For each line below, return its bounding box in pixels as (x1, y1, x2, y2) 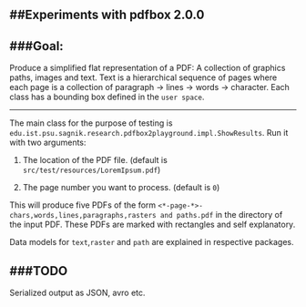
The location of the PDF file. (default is (22, 155, 168, 166)
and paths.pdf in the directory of (159, 210, 283, 220)
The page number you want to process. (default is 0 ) (22, 182, 220, 193)
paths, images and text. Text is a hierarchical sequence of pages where (9, 72, 278, 83)
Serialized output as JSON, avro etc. (9, 287, 146, 299)
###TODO (9, 263, 68, 279)
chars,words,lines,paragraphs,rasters (9, 211, 157, 220)
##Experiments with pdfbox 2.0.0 (9, 7, 205, 23)
